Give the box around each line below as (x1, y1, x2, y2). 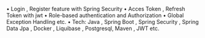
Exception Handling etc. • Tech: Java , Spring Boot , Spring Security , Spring (6, 18, 199, 25)
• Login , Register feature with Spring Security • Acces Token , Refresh (6, 6, 185, 12)
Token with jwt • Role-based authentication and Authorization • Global (6, 12, 184, 19)
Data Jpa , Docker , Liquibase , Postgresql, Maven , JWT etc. (6, 25, 160, 32)
